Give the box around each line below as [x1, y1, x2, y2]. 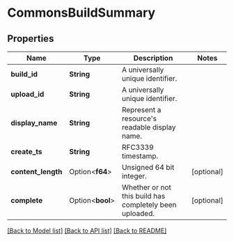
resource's [121, 114, 157, 123]
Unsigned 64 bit [121, 162, 175, 172]
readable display [121, 123, 176, 132]
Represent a [121, 105, 162, 114]
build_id [10, 70, 38, 79]
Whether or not [121, 182, 172, 192]
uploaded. [121, 209, 155, 218]
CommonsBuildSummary [7, 5, 155, 21]
